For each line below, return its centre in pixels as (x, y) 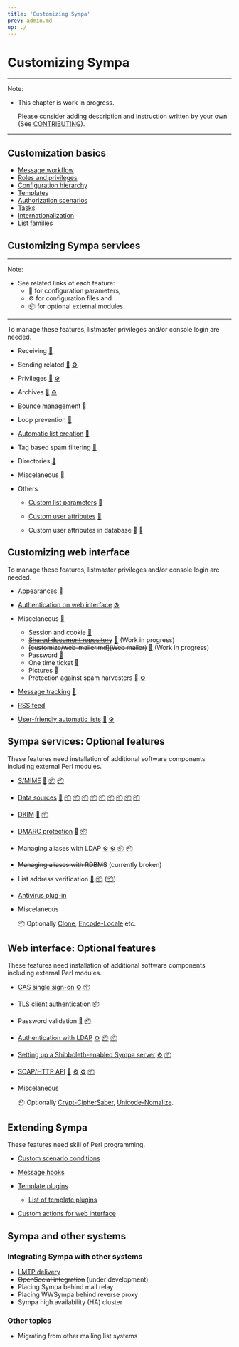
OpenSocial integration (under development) (83, 1279)
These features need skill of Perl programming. (76, 1145)
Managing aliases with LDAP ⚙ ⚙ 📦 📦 (75, 848)
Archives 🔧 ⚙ (37, 392)
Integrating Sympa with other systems (75, 1256)
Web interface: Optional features (82, 948)
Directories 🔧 (37, 461)
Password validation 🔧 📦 (54, 1021)
